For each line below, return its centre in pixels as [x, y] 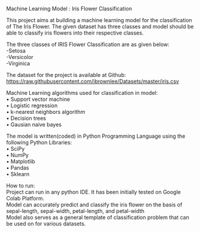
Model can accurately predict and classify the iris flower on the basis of [94, 205]
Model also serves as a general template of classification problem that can [98, 217]
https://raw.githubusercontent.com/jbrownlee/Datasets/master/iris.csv [93, 81]
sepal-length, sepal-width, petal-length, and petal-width [76, 211]
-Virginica [18, 63]
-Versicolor [20, 57]
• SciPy [16, 149]
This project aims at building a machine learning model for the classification [99, 20]
